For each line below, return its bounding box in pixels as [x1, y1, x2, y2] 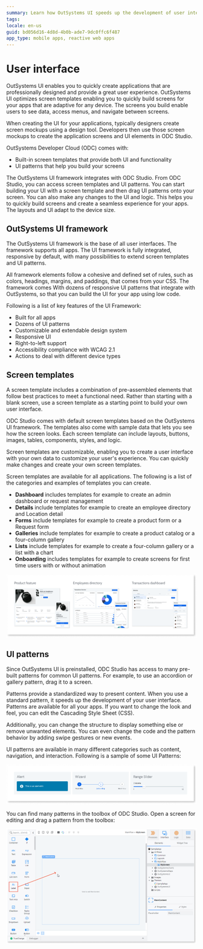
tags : [6, 16, 20, 22]
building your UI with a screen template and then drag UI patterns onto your [6, 187, 195, 194]
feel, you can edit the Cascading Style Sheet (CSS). [6, 709, 135, 716]
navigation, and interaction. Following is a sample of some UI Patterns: [6, 752, 181, 759]
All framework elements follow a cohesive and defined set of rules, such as [6, 271, 193, 278]
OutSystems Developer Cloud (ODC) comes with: [6, 144, 129, 151]
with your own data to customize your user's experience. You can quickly [6, 454, 189, 461]
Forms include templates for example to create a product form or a [14, 517, 182, 524]
